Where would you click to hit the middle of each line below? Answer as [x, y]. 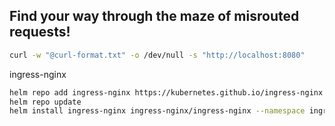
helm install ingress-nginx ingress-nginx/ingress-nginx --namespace [157, 111]
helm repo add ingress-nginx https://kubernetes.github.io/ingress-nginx [166, 92]
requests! [40, 32]
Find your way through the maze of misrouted [154, 16]
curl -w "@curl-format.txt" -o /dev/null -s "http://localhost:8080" [157, 55]
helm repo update [45, 102]
